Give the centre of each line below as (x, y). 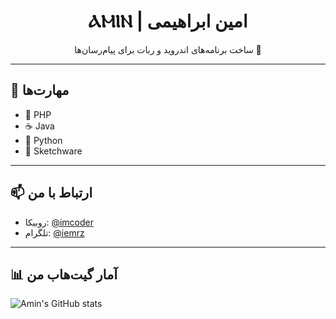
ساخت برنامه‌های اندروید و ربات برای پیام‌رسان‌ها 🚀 (168, 49)
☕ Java (39, 126)
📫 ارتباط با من (51, 193)
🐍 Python (43, 140)
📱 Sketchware (53, 151)
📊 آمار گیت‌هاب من (64, 274)
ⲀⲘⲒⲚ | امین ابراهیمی (168, 21)
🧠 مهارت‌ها (40, 90)
